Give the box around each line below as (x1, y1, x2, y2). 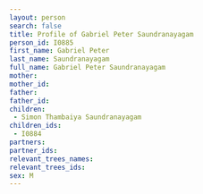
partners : (9, 138, 47, 147)
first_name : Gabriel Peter (9, 46, 110, 55)
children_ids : (9, 122, 63, 131)
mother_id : (9, 80, 50, 89)
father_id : (9, 96, 50, 105)
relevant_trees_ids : (9, 163, 87, 172)
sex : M (9, 171, 34, 180)
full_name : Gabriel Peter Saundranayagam (9, 63, 166, 72)
